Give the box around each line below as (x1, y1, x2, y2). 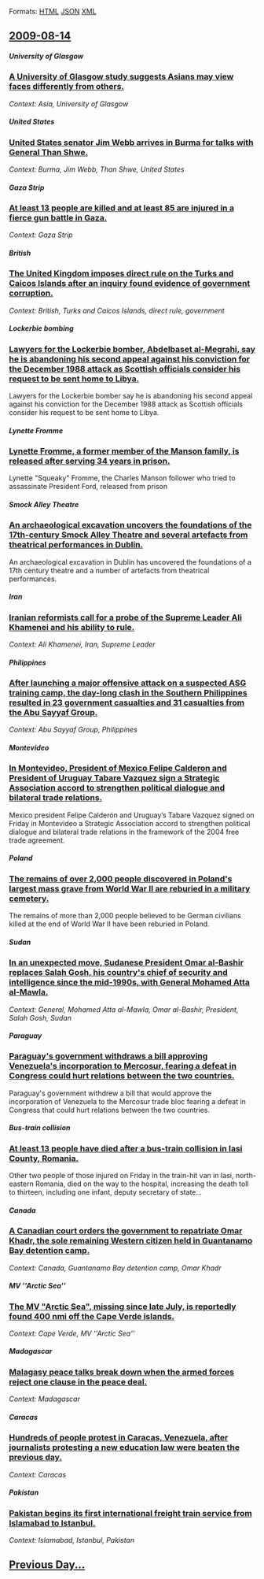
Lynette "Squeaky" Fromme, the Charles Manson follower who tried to (9, 473, 236, 483)
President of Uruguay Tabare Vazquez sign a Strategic (9, 773, 220, 784)
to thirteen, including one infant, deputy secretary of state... (9, 1188, 203, 1197)
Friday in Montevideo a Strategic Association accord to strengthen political (9, 818, 251, 828)
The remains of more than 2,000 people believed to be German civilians (9, 911, 242, 921)
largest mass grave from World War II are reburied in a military (9, 883, 251, 894)
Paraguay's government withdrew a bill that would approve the (9, 1088, 212, 1098)
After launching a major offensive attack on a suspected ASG (9, 677, 247, 688)
